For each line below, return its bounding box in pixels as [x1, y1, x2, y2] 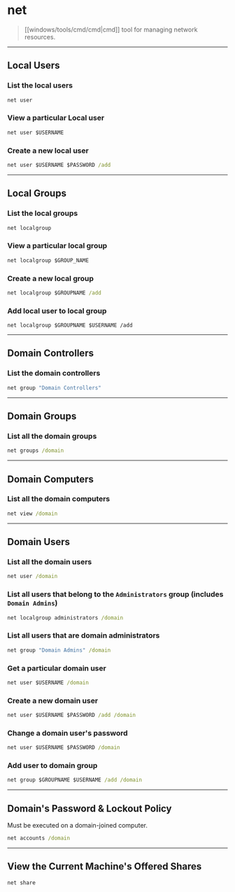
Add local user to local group [7, 306, 107, 315]
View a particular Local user [7, 113, 105, 123]
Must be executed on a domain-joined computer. [7, 821, 148, 830]
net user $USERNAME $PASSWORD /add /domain [7, 712, 136, 719]
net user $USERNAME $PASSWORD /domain [7, 744, 120, 751]
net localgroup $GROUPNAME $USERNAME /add [7, 322, 133, 329]
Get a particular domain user [7, 663, 106, 673]
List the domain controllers [7, 369, 101, 378]
